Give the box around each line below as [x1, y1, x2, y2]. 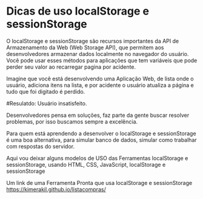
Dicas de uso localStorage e [6, 4, 150, 18]
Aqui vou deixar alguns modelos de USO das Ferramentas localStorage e [6, 154, 188, 162]
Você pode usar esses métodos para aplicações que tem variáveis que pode [6, 57, 198, 64]
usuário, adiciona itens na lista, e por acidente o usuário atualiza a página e [6, 81, 194, 89]
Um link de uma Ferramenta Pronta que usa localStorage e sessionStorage [6, 179, 193, 186]
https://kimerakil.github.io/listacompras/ [6, 186, 106, 193]
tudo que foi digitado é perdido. [6, 88, 85, 95]
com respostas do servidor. [6, 142, 75, 150]
